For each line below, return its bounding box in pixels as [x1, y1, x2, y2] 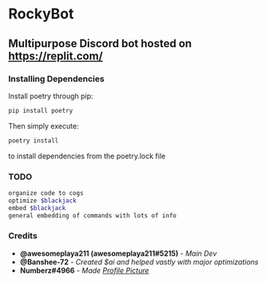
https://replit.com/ [8, 49, 103, 62]
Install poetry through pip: [8, 91, 93, 101]
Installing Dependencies [8, 73, 105, 84]
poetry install [8, 137, 59, 145]
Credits [8, 230, 38, 241]
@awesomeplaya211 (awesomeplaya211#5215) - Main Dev [19, 249, 217, 258]
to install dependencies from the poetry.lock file [8, 151, 166, 161]
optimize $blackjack [8, 197, 77, 205]
